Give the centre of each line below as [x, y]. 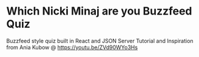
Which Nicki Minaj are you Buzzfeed [99, 11]
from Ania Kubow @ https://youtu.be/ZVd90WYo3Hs [72, 47]
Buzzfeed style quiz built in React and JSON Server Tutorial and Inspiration [100, 41]
